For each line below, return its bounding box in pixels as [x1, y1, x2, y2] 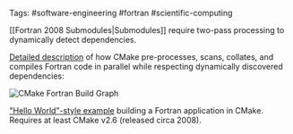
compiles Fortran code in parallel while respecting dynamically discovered [9, 62, 284, 71]
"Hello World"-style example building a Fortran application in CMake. [9, 105, 264, 115]
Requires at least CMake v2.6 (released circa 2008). [9, 115, 202, 125]
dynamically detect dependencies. [9, 35, 137, 45]
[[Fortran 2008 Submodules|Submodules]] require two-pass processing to [9, 25, 285, 35]
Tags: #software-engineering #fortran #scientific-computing [9, 8, 233, 18]
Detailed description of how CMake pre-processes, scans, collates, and [9, 52, 274, 62]
